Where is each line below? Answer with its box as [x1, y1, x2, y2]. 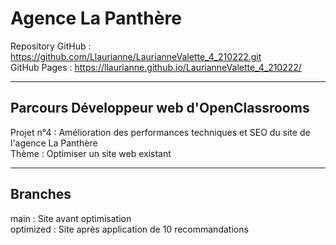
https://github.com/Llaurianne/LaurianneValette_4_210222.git [10, 50, 262, 62]
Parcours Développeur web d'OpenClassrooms [10, 100, 310, 117]
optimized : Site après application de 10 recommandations [10, 223, 249, 235]
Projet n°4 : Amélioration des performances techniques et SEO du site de [10, 126, 311, 138]
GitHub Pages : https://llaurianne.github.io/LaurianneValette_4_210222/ [10, 61, 302, 73]
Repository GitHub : [10, 40, 92, 52]
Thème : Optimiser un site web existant [10, 147, 172, 159]
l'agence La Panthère [10, 137, 98, 149]
